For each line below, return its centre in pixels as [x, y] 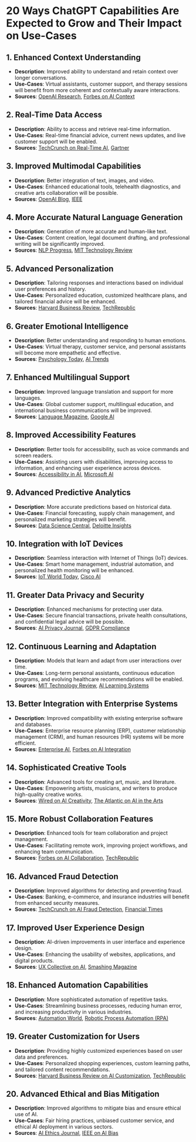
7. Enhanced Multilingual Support [68, 378]
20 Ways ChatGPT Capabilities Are [93, 11]
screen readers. [34, 455]
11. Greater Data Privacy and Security [75, 595]
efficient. [25, 743]
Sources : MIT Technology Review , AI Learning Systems [82, 685]
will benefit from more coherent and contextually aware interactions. [97, 90]
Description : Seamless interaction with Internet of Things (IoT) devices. [101, 558]
